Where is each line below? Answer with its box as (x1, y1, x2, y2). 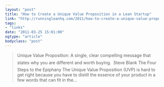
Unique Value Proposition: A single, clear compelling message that (17, 52, 151, 58)
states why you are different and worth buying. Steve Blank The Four (17, 59, 157, 66)
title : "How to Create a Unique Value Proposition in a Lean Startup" (5, 12, 152, 17)
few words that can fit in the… (17, 77, 77, 83)
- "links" (5, 25, 25, 30)
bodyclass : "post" (5, 39, 42, 44)
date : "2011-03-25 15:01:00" (5, 30, 64, 35)
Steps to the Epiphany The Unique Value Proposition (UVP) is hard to (17, 67, 156, 72)
